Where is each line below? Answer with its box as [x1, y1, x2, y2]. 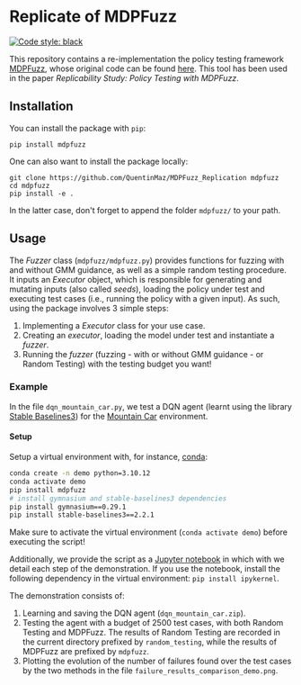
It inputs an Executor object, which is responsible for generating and [9, 274, 262, 284]
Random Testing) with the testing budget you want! [22, 358, 212, 369]
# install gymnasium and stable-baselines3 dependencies [9, 493, 227, 503]
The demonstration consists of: [9, 590, 125, 601]
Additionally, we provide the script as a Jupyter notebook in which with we [9, 554, 285, 564]
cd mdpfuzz [9, 181, 50, 190]
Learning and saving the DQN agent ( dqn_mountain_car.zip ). [22, 608, 246, 618]
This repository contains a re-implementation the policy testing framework [9, 53, 285, 64]
